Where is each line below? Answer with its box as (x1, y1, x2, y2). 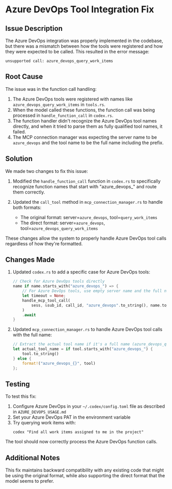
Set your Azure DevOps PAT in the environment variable (12, 414, 131, 420)
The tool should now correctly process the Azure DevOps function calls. (5, 439, 158, 445)
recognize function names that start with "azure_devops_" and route (12, 183, 157, 189)
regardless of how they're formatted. (5, 240, 83, 247)
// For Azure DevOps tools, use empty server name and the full (22, 288, 162, 294)
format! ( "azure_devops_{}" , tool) (22, 361, 96, 366)
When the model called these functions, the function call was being (12, 107, 155, 113)
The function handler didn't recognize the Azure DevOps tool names (12, 118, 157, 124)
